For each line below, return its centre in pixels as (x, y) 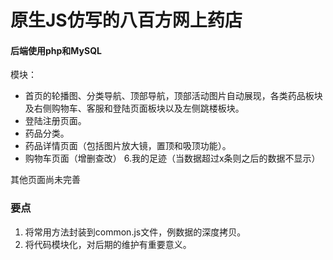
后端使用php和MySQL (56, 50)
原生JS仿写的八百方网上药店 (126, 20)
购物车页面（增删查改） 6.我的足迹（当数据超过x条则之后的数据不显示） (172, 158)
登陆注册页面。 (55, 121)
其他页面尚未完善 (45, 180)
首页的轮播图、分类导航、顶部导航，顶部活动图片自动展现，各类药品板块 (173, 96)
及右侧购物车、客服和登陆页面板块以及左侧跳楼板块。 (134, 108)
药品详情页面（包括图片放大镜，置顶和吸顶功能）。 (128, 146)
